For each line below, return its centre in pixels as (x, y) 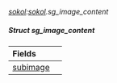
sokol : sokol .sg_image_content (58, 12)
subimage (31, 67)
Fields (24, 53)
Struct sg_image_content (52, 30)
